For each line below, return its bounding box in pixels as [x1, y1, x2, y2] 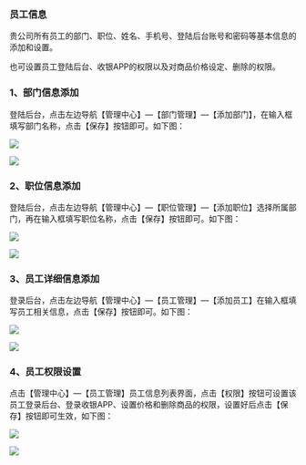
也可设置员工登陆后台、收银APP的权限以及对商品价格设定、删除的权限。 [9, 61, 280, 72]
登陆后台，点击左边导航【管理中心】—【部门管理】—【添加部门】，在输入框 [9, 108, 293, 119]
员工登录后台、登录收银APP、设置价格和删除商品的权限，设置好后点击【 [9, 399, 280, 410]
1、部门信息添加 [9, 87, 79, 99]
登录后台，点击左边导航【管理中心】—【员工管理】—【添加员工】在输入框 [9, 294, 289, 306]
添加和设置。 [9, 42, 57, 53]
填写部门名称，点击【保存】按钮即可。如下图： [9, 120, 185, 131]
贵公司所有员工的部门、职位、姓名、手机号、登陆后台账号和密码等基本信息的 [9, 30, 297, 42]
